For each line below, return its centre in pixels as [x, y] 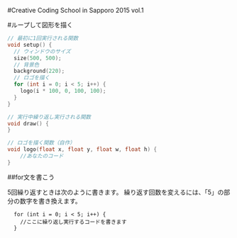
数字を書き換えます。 [50, 200]
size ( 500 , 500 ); [38, 58]
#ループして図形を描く [40, 25]
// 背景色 [27, 64]
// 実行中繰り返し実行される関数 [49, 117]
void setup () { [30, 45]
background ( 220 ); [39, 71]
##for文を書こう [31, 177]
